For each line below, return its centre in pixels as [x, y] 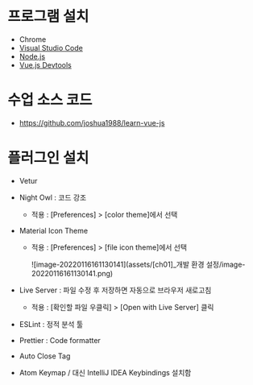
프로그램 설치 [48, 17]
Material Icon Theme [54, 230]
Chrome [33, 39]
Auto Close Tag [45, 356]
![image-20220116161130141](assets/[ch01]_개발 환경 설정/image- [138, 264]
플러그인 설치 [48, 158]
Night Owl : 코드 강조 [53, 197]
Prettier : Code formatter [60, 340]
